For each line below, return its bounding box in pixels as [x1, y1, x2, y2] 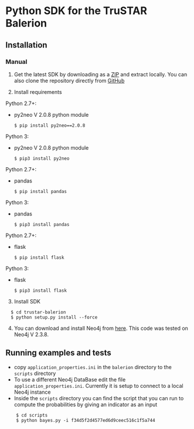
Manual [5, 58, 28, 66]
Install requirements [13, 88, 62, 95]
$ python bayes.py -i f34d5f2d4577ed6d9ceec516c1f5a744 [16, 417, 156, 423]
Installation [5, 40, 47, 50]
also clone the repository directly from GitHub [13, 77, 125, 84]
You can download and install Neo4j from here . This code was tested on [13, 325, 189, 332]
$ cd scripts [16, 412, 48, 418]
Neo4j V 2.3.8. [13, 330, 49, 338]
